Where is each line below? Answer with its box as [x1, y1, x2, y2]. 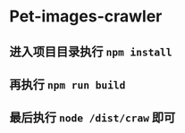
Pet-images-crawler [9, 6, 163, 27]
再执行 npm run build [9, 77, 126, 92]
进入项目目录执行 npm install [9, 44, 172, 59]
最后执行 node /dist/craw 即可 [9, 110, 176, 126]
